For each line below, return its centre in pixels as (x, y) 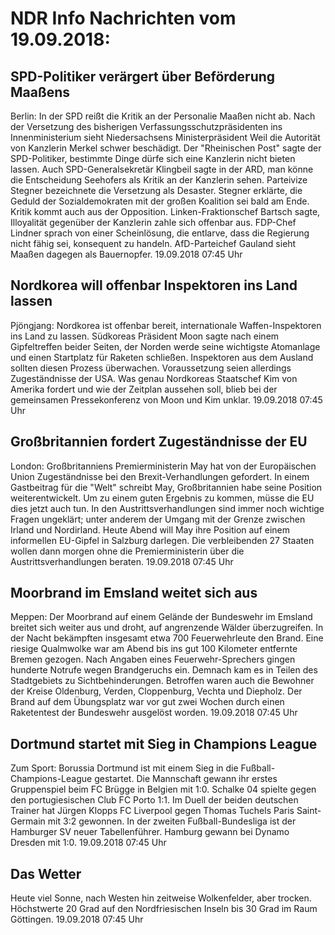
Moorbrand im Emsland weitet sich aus (134, 593)
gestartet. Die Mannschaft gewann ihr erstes (186, 779)
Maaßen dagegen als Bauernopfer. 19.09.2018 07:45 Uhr (126, 254)
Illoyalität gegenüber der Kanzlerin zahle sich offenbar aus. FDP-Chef (153, 222)
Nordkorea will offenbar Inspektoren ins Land (154, 285)
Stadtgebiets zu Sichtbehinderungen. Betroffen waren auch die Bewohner (162, 681)
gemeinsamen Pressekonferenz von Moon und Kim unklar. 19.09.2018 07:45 (166, 399)
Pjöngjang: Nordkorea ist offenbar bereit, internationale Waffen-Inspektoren (166, 325)
